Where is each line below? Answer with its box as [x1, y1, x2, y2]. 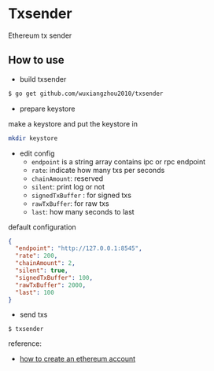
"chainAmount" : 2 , [15, 259, 76, 267]
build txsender [19, 74, 67, 83]
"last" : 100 [15, 288, 55, 296]
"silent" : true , [15, 266, 68, 274]
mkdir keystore [8, 134, 58, 142]
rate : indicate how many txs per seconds [31, 165, 165, 174]
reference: [8, 339, 42, 348]
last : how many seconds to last [31, 207, 135, 216]
